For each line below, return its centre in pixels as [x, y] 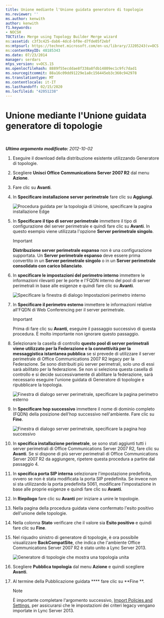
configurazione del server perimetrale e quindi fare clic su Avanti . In [81, 226]
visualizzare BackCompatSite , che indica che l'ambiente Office [76, 543]
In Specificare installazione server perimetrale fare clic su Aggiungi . [83, 197]
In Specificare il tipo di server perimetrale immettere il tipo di [75, 221]
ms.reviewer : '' [22, 14]
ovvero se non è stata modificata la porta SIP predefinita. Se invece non [85, 479]
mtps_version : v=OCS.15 [30, 64]
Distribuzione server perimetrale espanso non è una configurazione [82, 250]
